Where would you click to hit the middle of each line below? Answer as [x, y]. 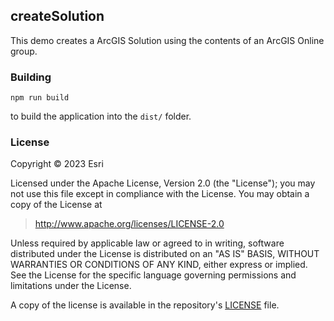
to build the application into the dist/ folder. [101, 116]
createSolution [57, 16]
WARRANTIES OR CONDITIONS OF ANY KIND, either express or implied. [159, 265]
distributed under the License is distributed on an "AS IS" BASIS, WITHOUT [165, 254]
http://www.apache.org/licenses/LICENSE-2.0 [129, 224]
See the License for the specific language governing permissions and [153, 275]
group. [24, 51]
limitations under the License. [71, 286]
